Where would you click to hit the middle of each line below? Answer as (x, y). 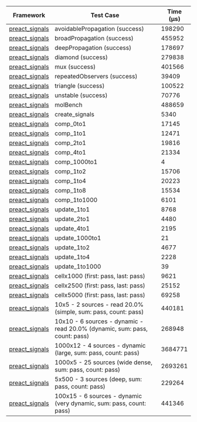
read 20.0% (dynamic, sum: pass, (101, 329)
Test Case (105, 15)
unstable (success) (81, 95)
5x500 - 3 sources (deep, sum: (98, 379)
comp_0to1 (70, 124)
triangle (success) (80, 86)
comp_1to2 (70, 171)
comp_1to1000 (76, 200)
